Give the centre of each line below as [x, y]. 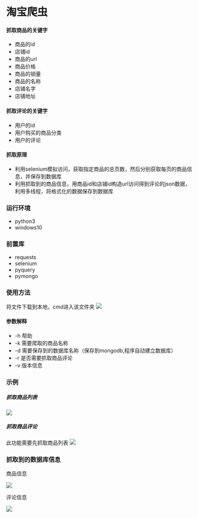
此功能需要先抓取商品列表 [37, 443]
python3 [25, 221]
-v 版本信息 [29, 365]
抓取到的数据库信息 [33, 459]
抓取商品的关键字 [27, 30]
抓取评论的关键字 [27, 111]
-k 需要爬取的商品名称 [41, 343]
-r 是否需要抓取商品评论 [43, 358]
